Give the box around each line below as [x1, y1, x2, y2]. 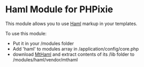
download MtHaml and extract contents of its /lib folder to [12, 51, 135, 57]
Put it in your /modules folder [12, 40, 74, 47]
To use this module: [5, 30, 47, 36]
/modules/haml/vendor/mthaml [12, 56, 78, 62]
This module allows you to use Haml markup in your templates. [5, 20, 138, 27]
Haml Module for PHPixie [5, 4, 113, 15]
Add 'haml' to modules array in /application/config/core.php [12, 46, 139, 52]
